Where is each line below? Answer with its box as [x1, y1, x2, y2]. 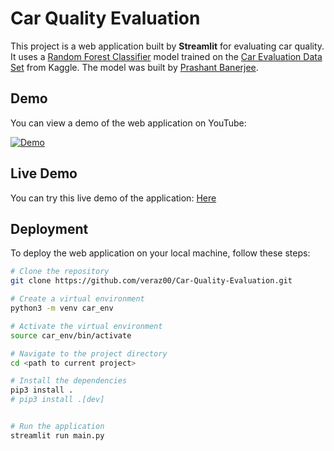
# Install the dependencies [10, 376, 128, 386]
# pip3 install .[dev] [10, 395, 105, 405]
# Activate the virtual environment [10, 321, 163, 331]
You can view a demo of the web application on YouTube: [10, 117, 247, 129]
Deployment [10, 220, 89, 237]
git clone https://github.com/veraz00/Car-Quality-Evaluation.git [10, 276, 293, 286]
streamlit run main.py [10, 430, 105, 441]
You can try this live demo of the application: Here [10, 192, 217, 204]
